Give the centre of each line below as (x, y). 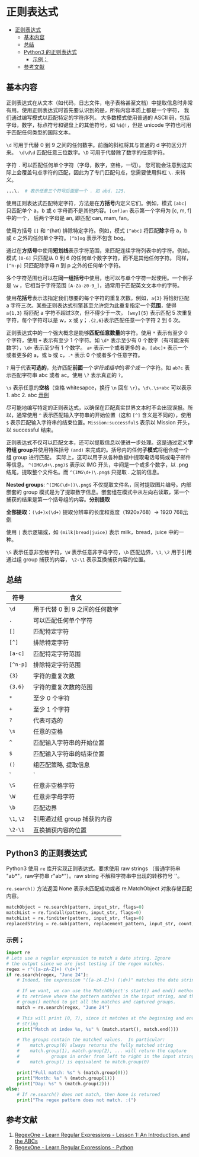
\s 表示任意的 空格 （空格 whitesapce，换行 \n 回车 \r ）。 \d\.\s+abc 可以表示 (99, 387)
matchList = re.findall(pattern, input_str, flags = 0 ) (74, 913)
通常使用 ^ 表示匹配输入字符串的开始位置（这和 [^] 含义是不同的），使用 (104, 415)
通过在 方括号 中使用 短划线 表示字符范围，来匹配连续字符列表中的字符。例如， (99, 250)
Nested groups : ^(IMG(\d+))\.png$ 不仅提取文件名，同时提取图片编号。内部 (99, 484)
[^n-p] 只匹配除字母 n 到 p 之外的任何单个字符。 (65, 265)
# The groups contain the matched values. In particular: (91, 1040)
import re (18, 953)
